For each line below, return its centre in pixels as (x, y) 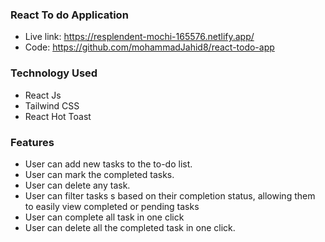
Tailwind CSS (52, 105)
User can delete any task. (77, 185)
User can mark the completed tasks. (99, 174)
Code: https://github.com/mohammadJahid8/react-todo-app (149, 47)
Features (32, 142)
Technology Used (54, 73)
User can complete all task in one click (104, 217)
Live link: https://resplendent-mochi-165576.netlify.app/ (139, 37)
